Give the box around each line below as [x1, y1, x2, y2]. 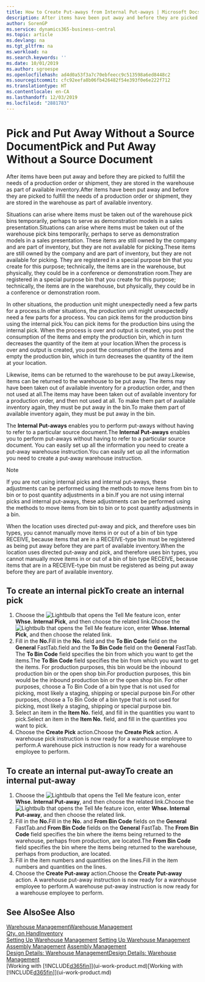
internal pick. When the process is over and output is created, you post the [6, 326, 194, 334]
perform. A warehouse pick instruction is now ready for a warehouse [15, 741, 187, 749]
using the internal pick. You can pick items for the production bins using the [6, 320, 195, 328]
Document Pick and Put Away [6, 139, 157, 153]
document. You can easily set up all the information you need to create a [6, 441, 189, 449]
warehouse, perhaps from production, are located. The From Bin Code [15, 837, 191, 845]
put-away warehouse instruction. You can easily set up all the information [6, 448, 190, 455]
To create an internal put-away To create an [6, 766, 174, 776]
